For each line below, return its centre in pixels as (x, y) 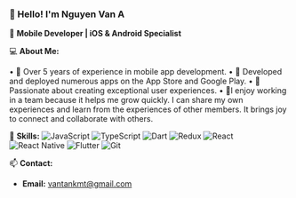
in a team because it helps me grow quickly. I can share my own (126, 100)
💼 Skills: (24, 136)
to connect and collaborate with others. (81, 119)
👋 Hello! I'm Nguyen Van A (67, 14)
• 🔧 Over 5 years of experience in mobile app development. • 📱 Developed (146, 72)
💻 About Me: (34, 51)
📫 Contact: (31, 163)
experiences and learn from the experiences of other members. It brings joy (148, 109)
